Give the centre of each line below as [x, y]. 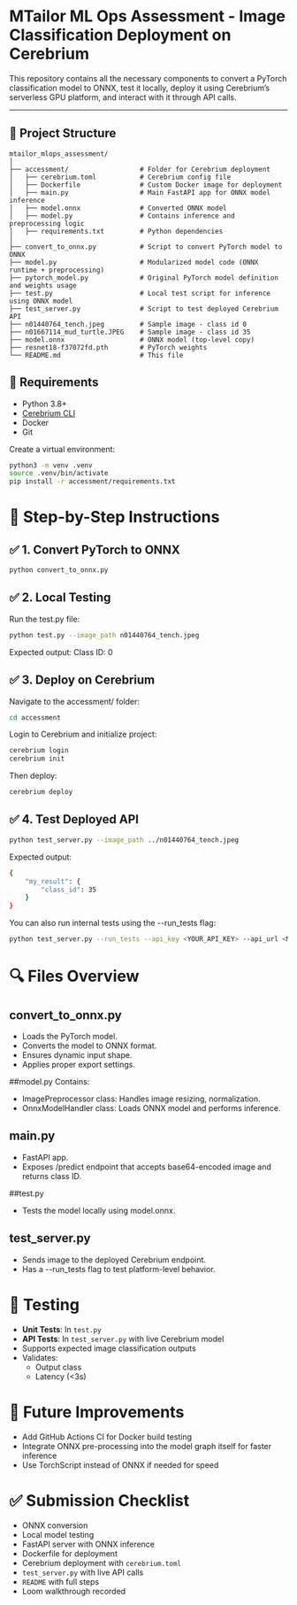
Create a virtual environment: [62, 449]
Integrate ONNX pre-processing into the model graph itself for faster [147, 1446]
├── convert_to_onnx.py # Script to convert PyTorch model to [146, 247]
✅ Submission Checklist [99, 1500]
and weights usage [43, 285]
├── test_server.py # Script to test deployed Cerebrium [144, 309]
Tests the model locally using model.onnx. [99, 1210]
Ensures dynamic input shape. [77, 1055]
